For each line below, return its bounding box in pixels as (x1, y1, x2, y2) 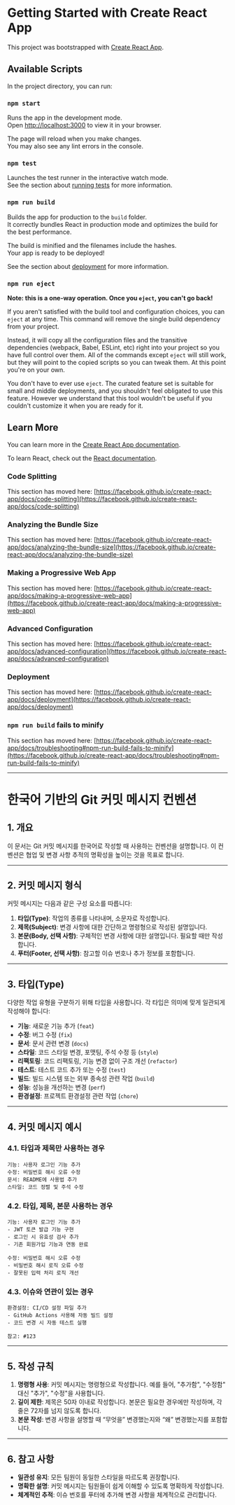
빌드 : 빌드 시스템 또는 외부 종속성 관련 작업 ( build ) (17, 1074, 155, 1083)
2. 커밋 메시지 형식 (7, 879, 82, 891)
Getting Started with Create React (7, 5, 208, 21)
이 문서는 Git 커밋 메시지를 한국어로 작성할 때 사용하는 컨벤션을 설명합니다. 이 (7, 842, 217, 850)
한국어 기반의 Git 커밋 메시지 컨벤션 (7, 791, 197, 807)
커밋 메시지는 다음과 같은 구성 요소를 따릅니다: (7, 899, 133, 908)
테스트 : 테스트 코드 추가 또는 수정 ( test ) (17, 1066, 126, 1074)
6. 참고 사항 (7, 1453, 55, 1465)
